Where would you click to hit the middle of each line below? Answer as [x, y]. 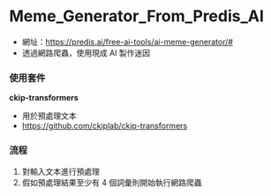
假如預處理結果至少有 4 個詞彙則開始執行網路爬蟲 [112, 182]
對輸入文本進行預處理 [60, 171]
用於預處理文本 [49, 116]
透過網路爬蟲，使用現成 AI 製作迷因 [86, 53]
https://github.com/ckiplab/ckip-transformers [105, 126]
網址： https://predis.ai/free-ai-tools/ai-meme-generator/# [128, 41]
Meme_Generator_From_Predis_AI [137, 16]
